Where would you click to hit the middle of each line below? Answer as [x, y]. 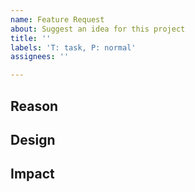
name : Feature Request [57, 19]
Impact [32, 174]
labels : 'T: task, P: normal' [73, 47]
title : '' [31, 38]
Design [33, 139]
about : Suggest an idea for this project [98, 29]
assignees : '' [40, 57]
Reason [34, 106]
